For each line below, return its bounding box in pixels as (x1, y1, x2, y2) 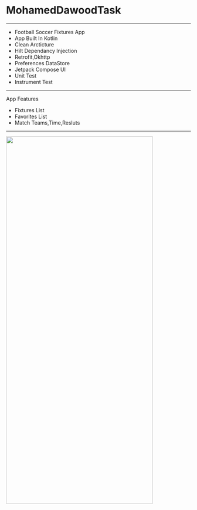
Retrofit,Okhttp (14, 53, 50, 61)
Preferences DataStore (14, 59, 70, 66)
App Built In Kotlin (14, 35, 58, 42)
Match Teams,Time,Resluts (14, 119, 80, 126)
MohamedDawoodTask (6, 4, 121, 17)
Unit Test (14, 72, 37, 79)
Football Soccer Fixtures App (14, 28, 85, 35)
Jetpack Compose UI (14, 66, 66, 73)
